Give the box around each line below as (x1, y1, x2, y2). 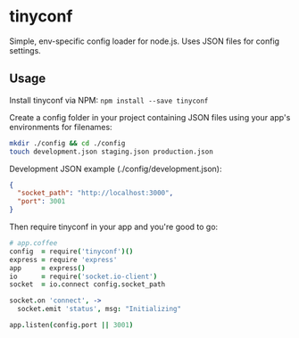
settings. (9, 45, 42, 55)
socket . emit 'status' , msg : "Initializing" (17, 305, 181, 314)
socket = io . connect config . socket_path (9, 280, 166, 289)
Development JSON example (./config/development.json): (9, 163, 222, 174)
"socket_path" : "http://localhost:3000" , (17, 189, 174, 198)
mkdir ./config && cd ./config (9, 138, 126, 148)
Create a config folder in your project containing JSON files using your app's (9, 111, 291, 122)
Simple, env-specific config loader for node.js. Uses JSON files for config (9, 36, 279, 46)
